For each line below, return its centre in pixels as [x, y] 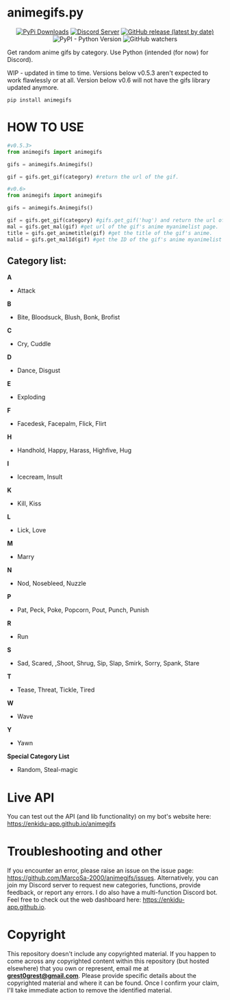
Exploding [31, 397]
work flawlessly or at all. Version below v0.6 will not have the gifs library [109, 80]
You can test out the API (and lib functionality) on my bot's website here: [109, 817]
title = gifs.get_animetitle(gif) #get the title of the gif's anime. [110, 233]
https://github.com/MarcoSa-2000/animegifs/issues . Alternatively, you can [113, 878]
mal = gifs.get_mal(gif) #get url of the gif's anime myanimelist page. [113, 227]
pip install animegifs [39, 100]
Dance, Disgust [38, 371]
